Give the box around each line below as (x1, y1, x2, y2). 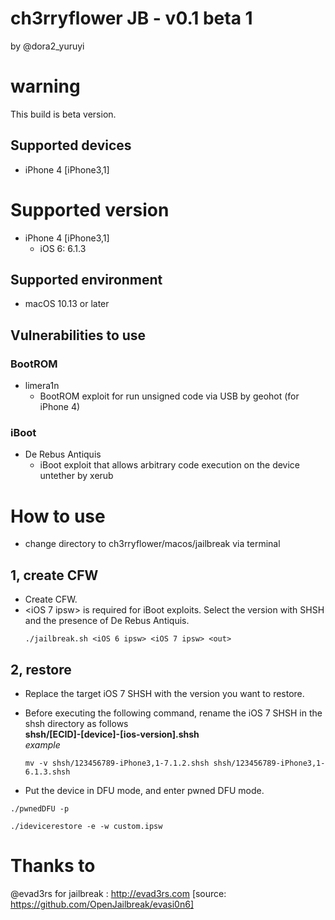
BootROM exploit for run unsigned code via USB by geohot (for (39, 390, 300, 402)
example (24, 738, 61, 751)
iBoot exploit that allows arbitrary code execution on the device (39, 459, 301, 471)
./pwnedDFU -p (10, 803, 70, 814)
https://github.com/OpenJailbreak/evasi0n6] (10, 898, 195, 910)
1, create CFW (10, 567, 99, 584)
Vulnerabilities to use (10, 327, 147, 344)
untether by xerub (39, 470, 114, 482)
